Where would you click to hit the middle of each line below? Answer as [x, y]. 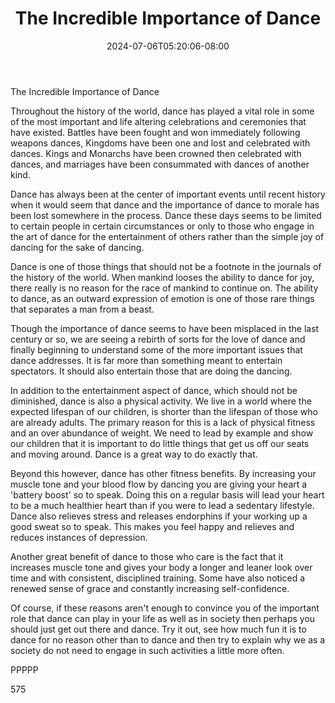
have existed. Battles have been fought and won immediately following [155, 132]
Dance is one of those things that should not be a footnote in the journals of [166, 266]
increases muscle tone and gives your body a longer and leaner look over [161, 567]
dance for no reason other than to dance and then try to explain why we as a [168, 639]
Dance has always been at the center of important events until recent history [168, 194]
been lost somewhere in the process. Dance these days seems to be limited [166, 215]
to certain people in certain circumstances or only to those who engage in [162, 226]
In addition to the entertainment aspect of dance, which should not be [154, 390]
